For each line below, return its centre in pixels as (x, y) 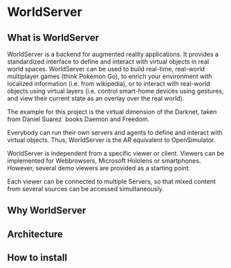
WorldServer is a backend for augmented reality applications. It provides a (113, 54)
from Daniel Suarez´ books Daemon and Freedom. (78, 119)
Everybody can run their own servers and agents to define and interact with (115, 133)
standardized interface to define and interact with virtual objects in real (108, 62)
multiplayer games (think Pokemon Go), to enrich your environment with (110, 76)
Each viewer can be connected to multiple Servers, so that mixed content (112, 181)
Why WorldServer (47, 211)
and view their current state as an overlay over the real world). (96, 98)
